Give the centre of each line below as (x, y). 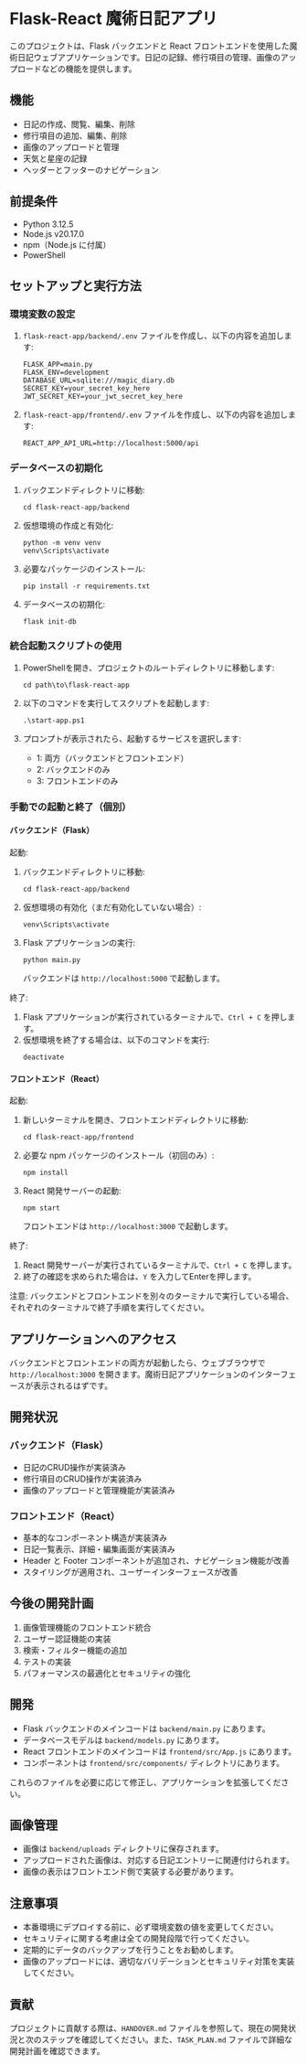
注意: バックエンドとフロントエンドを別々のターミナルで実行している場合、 (152, 1296)
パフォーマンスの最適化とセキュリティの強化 (106, 1673)
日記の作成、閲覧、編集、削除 (79, 123)
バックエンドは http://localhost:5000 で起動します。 (124, 978)
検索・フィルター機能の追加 (75, 1650)
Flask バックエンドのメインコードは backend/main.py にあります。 (147, 1728)
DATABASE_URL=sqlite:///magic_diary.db (99, 380)
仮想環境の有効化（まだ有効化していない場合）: (112, 907)
